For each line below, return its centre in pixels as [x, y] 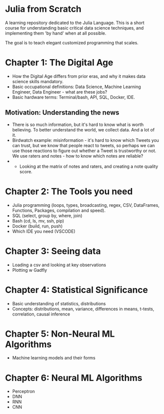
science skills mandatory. [38, 81]
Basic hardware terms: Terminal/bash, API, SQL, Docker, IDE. [74, 97]
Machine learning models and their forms [54, 358]
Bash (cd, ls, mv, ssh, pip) [38, 221]
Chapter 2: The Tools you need [69, 191]
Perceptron [23, 391]
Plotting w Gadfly [30, 270]
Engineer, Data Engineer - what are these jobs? [60, 92]
